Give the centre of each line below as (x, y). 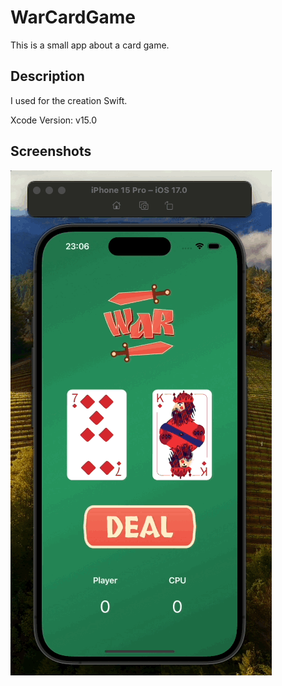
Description (47, 76)
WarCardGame (73, 17)
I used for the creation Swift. (69, 100)
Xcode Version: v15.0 (54, 120)
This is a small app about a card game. (90, 45)
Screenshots (51, 151)
